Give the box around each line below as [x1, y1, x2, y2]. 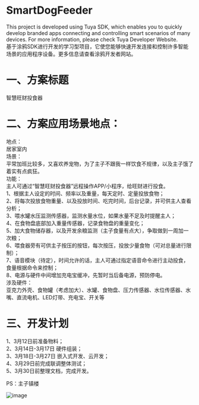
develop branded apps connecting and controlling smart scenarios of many [6, 29, 191, 36]
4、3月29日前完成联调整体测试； [6, 360, 87, 367]
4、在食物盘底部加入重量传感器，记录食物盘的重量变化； [6, 219, 146, 226]
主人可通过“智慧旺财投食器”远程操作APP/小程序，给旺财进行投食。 [6, 182, 169, 189]
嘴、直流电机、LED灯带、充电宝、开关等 [6, 293, 105, 300]
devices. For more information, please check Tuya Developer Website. [6, 36, 178, 43]
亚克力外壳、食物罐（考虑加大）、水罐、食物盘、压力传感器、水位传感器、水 [6, 286, 191, 293]
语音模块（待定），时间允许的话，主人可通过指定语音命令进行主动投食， [14, 257, 189, 264]
